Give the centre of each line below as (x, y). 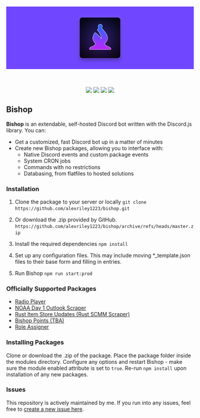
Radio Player (30, 302)
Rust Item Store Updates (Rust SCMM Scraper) (72, 314)
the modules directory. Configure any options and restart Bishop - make (94, 361)
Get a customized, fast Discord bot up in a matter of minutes (89, 142)
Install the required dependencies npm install (71, 244)
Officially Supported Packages (51, 288)
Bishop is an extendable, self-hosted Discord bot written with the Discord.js (99, 124)
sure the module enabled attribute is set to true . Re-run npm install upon (96, 368)
